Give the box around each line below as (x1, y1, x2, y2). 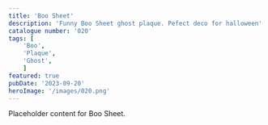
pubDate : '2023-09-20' (8, 79, 85, 87)
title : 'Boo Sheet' (8, 11, 74, 20)
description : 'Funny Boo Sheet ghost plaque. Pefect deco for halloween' (8, 19, 263, 27)
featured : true (8, 72, 60, 80)
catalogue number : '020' (8, 27, 92, 35)
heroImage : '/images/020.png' (8, 86, 111, 95)
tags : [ (8, 34, 35, 43)
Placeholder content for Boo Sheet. (8, 109, 125, 119)
